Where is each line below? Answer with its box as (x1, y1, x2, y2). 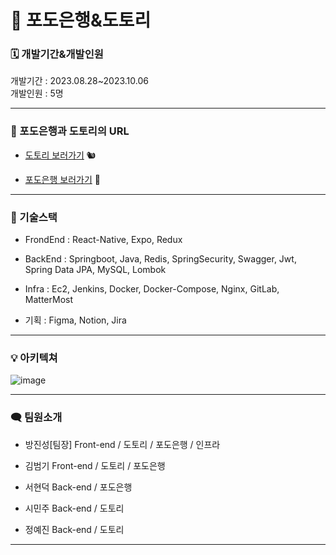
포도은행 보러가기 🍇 (24, 173, 101, 185)
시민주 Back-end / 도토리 (24, 502, 125, 514)
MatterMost (24, 294, 73, 306)
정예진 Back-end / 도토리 (24, 523, 125, 535)
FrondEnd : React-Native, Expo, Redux (24, 234, 183, 246)
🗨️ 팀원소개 (10, 411, 63, 425)
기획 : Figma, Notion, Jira (24, 314, 127, 326)
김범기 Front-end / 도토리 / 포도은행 (24, 459, 166, 471)
